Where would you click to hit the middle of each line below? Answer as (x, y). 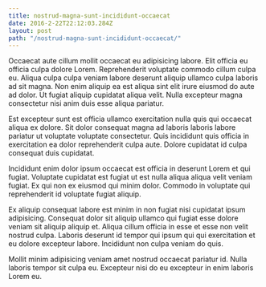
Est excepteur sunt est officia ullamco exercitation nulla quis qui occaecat (130, 119)
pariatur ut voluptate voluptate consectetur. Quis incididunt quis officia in (129, 136)
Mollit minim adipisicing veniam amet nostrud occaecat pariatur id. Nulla (128, 259)
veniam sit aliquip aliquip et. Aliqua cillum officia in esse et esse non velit (129, 227)
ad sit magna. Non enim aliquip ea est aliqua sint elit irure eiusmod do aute (131, 87)
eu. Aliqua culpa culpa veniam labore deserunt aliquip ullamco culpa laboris (133, 78)
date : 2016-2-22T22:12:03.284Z (61, 23)
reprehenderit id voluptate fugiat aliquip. (75, 194)
